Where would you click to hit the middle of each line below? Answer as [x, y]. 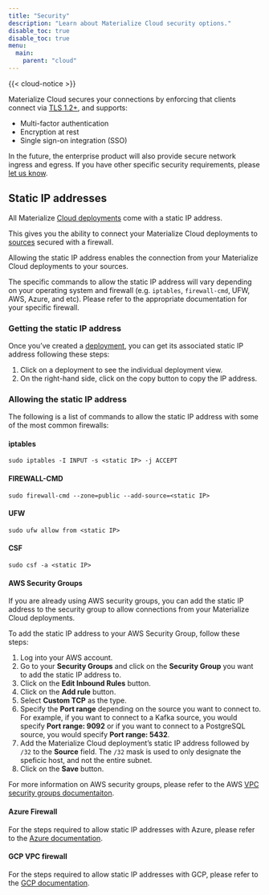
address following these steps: [59, 354]
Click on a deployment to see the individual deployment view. [121, 369]
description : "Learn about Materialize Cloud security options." [120, 23]
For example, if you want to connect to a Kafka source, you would [128, 718]
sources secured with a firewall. [61, 241]
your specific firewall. [44, 307]
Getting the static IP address [65, 328]
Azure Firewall [33, 811]
